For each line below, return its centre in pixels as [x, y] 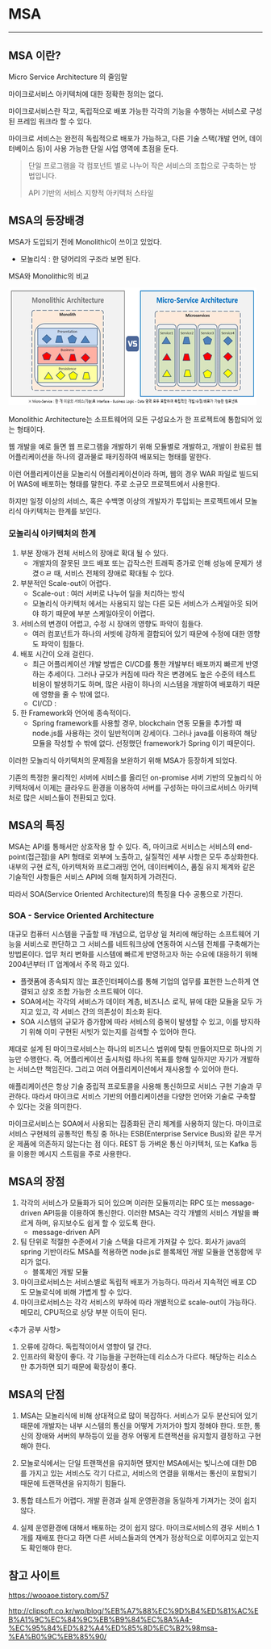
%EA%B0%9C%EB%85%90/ [58, 1637]
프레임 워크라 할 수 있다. [54, 121]
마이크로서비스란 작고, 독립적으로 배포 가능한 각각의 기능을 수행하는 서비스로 [128, 111]
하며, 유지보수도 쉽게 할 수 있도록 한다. [95, 1223]
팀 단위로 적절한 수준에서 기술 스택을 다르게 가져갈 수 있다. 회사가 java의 [133, 1241]
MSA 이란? [35, 56]
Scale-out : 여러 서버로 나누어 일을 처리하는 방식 [108, 593]
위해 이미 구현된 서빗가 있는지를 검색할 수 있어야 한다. [113, 1032]
